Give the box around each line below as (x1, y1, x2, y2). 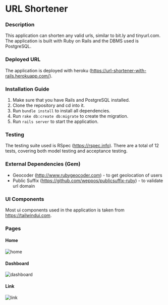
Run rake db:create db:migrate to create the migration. (12, 113, 129, 119)
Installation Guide (5, 85, 49, 93)
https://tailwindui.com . (5, 212, 52, 218)
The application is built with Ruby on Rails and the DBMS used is (5, 38, 139, 44)
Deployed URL (5, 56, 41, 63)
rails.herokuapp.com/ (5, 73, 49, 79)
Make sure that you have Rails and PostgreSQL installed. (12, 97, 130, 103)
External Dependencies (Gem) (5, 160, 81, 167)
